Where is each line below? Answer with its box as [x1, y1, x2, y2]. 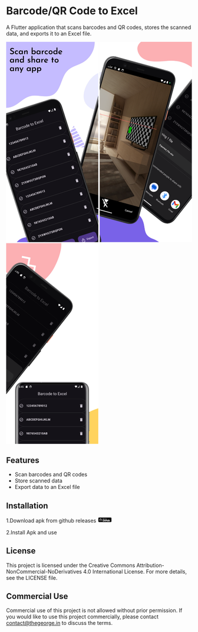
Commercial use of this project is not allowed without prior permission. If [6, 607, 183, 614]
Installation [6, 501, 48, 511]
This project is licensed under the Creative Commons [6, 562, 136, 569]
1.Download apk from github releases [6, 517, 97, 524]
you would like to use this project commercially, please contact [6, 613, 159, 620]
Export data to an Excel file [14, 484, 80, 491]
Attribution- [136, 562, 165, 569]
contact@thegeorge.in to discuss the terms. [6, 620, 113, 627]
